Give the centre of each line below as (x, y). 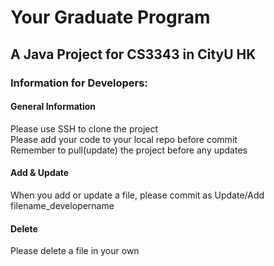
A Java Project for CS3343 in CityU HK (133, 54)
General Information (53, 107)
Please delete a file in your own (75, 251)
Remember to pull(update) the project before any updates (129, 150)
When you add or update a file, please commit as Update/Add (137, 195)
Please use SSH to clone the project (84, 128)
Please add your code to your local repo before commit (124, 139)
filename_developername (62, 205)
